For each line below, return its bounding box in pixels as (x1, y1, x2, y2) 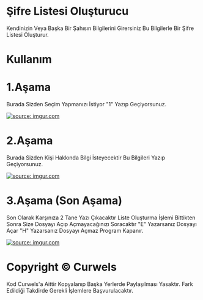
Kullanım (6, 53, 52, 67)
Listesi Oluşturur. (6, 31, 49, 38)
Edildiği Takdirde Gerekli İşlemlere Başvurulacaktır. (6, 287, 133, 294)
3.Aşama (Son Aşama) (6, 194, 122, 208)
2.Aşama (6, 134, 53, 148)
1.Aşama (6, 81, 51, 94)
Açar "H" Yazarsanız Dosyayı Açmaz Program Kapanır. (6, 227, 144, 234)
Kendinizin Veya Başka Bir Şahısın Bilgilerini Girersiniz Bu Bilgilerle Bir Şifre (6, 24, 194, 32)
